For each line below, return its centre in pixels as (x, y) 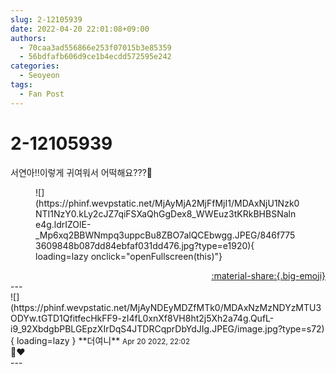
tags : (21, 85)
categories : (35, 66)
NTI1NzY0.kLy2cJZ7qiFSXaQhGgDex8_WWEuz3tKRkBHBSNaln (166, 213)
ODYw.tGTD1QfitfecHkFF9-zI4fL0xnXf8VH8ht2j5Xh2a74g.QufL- (142, 318)
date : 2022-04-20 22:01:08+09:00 (80, 29)
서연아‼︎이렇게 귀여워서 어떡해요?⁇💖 (81, 172)
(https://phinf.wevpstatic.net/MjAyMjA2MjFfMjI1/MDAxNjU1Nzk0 (167, 203)
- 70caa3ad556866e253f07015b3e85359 (95, 47)
